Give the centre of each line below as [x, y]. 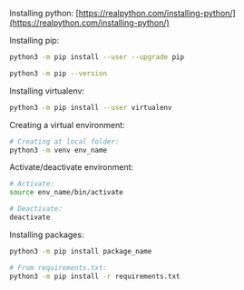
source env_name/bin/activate [67, 193]
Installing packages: [47, 235]
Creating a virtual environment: [67, 125]
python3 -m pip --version [58, 73]
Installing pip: [34, 40]
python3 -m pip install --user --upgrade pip [97, 57]
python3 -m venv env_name [58, 150]
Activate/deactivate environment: [72, 167]
